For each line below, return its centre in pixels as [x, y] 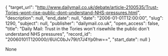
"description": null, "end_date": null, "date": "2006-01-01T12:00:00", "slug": [85, 18]
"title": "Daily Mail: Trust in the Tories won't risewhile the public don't [77, 29]
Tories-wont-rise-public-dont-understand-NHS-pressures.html [72, 13]
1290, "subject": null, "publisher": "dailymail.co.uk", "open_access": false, [82, 23]
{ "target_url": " [21, 7]
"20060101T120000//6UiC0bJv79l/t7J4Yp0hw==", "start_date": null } [78, 39]
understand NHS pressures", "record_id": [48, 34]
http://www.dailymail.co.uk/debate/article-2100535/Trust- [98, 7]
